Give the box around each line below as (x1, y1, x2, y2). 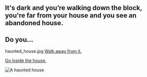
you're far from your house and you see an (5, 12, 137, 20)
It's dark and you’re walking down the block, (5, 4, 143, 12)
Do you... (5, 35, 34, 44)
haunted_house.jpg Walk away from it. (5, 48, 82, 54)
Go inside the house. (5, 58, 47, 63)
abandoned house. (5, 19, 64, 27)
